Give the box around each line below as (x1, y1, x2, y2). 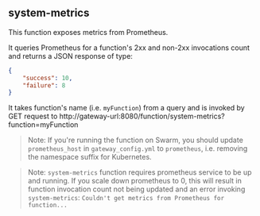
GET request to (8, 111, 58, 121)
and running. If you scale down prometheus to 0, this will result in (27, 176, 243, 186)
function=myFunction (8, 120, 79, 129)
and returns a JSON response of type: (8, 51, 134, 60)
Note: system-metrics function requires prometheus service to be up (27, 168, 252, 177)
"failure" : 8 (22, 81, 66, 90)
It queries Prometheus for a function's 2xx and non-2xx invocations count (8, 43, 250, 52)
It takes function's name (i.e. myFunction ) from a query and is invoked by (8, 103, 245, 113)
